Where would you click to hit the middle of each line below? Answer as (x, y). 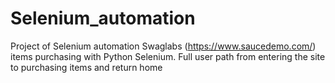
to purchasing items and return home (86, 67)
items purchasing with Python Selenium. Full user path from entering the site (168, 56)
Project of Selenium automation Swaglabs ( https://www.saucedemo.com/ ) (163, 46)
